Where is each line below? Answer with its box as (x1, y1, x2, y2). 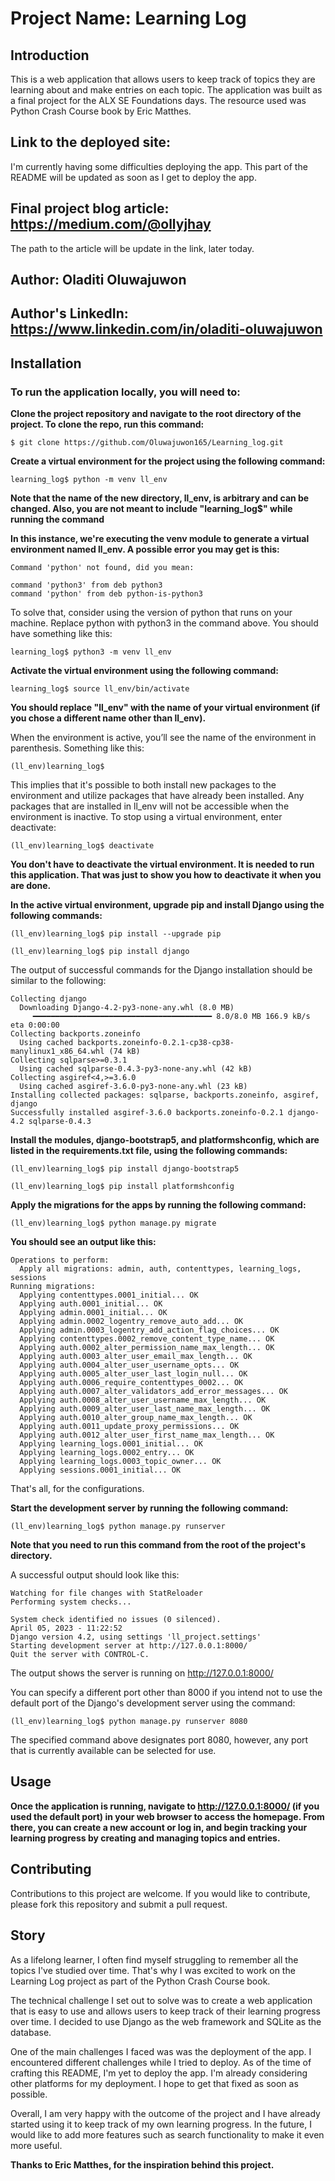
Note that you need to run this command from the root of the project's (10, 1539, 307, 1551)
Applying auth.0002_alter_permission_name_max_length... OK (19, 1343, 275, 1353)
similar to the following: (10, 975, 107, 987)
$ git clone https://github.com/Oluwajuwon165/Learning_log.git (10, 438, 284, 448)
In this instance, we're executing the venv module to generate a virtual (10, 533, 310, 545)
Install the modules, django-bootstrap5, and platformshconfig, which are (10, 1134, 320, 1146)
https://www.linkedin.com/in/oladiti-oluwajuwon (10, 321, 323, 338)
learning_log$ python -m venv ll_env (10, 475, 168, 485)
